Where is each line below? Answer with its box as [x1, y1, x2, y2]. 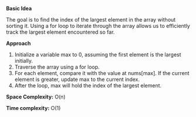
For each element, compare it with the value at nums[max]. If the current [14, 70, 190, 76]
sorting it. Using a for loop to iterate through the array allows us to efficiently [6, 23, 190, 29]
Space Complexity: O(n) [6, 93, 66, 100]
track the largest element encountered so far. [6, 29, 115, 36]
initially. [14, 58, 33, 64]
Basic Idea [6, 5, 32, 12]
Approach [6, 40, 31, 47]
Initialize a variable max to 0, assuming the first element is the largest [14, 51, 181, 58]
